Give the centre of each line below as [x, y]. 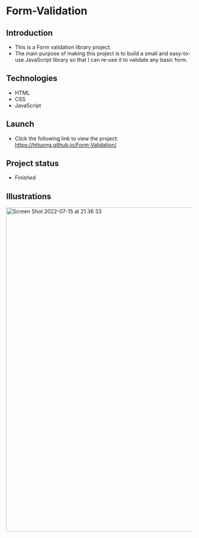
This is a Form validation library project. [63, 47]
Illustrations [29, 196]
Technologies [32, 78]
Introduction [30, 33]
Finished [25, 178]
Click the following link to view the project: [66, 139]
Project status [33, 164]
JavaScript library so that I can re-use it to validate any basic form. [106, 60]
